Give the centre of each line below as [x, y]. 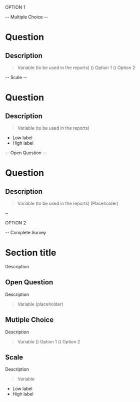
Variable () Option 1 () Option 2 [49, 341]
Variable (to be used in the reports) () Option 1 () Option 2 [76, 68]
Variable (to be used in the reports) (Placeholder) [68, 203]
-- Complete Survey [26, 233]
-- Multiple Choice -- [27, 17]
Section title [31, 253]
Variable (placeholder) [40, 304]
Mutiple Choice [29, 320]
